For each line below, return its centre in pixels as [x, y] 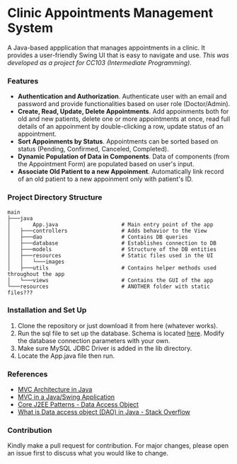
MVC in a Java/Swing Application [66, 397]
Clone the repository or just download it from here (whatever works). [117, 325]
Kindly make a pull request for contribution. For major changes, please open [118, 446]
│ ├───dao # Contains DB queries [98, 237]
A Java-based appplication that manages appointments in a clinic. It [106, 47]
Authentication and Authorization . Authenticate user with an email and [122, 96]
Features [23, 81]
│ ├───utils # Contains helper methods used [112, 268]
